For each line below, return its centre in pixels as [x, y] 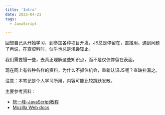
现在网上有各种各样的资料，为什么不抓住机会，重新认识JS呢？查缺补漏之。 [82, 70]
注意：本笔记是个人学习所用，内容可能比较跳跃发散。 [60, 81]
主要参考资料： [21, 91]
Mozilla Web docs [31, 108]
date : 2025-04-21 [23, 14]
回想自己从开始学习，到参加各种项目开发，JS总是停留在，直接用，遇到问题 [82, 43]
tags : [11, 19]
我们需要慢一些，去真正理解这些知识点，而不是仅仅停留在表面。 [71, 60]
